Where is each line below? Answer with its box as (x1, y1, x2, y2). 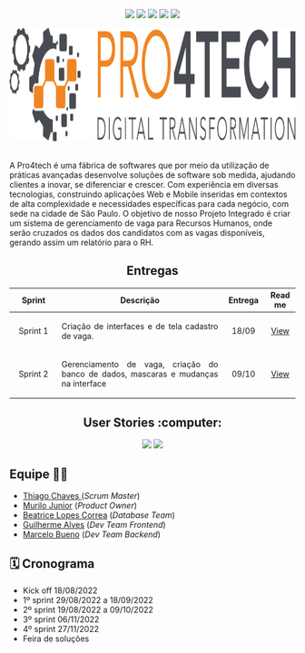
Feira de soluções (22, 633, 90, 644)
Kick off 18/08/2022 (22, 585, 98, 596)
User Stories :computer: (83, 414, 222, 430)
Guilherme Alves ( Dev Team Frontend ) (22, 519, 166, 530)
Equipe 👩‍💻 (9, 466, 69, 482)
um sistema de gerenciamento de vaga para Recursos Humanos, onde (9, 218, 273, 229)
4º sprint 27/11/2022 (22, 623, 100, 634)
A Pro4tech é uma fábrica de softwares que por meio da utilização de (9, 160, 270, 171)
